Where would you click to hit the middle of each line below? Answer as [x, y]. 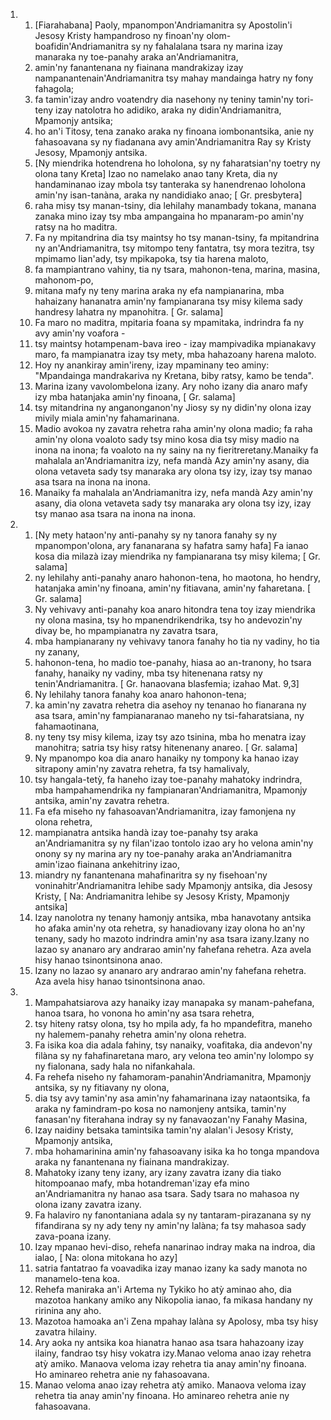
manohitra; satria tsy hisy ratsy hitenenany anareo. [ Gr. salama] [166, 747]
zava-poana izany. [73, 1236]
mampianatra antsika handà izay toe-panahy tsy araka [146, 832]
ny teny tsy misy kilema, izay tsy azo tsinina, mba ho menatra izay [170, 737]
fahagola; [54, 88]
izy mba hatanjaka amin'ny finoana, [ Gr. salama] [135, 397]
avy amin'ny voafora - [80, 333]
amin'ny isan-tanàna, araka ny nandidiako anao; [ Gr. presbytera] [168, 195]
